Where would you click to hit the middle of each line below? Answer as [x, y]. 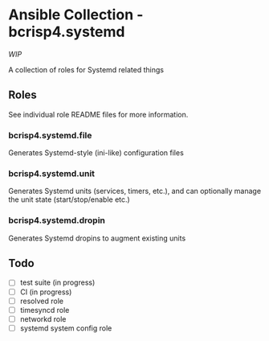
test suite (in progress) [57, 282]
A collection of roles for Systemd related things [86, 69]
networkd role [43, 318]
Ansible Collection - [76, 15]
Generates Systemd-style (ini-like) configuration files [96, 153]
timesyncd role [45, 310]
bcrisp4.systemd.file [50, 135]
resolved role [42, 301]
